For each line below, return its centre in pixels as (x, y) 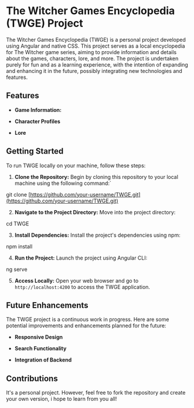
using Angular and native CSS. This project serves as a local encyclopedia (96, 46)
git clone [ (18, 194)
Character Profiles (37, 121)
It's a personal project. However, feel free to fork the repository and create (96, 393)
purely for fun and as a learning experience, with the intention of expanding (97, 64)
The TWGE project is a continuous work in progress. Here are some (88, 320)
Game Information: (38, 110)
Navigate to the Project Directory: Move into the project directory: (95, 212)
